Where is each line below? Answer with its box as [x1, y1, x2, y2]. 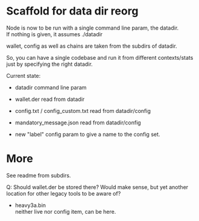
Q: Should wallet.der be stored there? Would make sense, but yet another [6, 183, 189, 191]
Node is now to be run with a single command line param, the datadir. [6, 24, 179, 31]
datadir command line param [14, 83, 87, 91]
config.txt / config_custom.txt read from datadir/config [14, 107, 151, 114]
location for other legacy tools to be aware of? [6, 190, 121, 197]
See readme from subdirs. [6, 171, 71, 179]
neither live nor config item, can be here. [14, 208, 116, 215]
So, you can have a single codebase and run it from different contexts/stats [6, 54, 194, 61]
